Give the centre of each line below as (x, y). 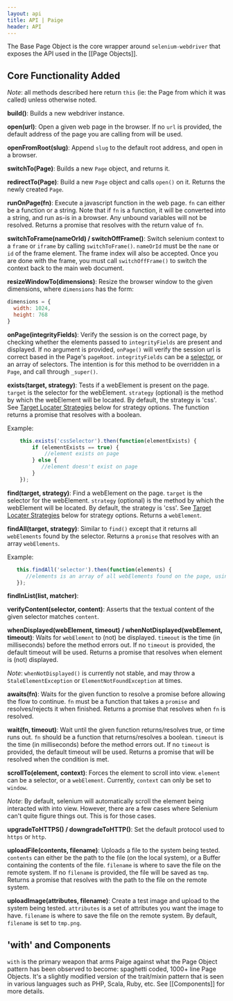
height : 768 (31, 315)
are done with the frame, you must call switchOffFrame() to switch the (107, 261)
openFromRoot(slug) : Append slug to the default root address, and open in (115, 148)
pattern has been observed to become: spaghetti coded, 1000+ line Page (112, 969)
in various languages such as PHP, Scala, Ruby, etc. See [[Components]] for (116, 984)
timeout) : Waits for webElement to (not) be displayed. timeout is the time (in (114, 638)
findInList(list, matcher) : (43, 596)
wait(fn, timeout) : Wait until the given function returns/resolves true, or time (116, 730)
